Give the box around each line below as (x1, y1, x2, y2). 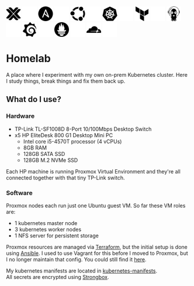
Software (6, 189, 33, 197)
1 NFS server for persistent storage (14, 232, 99, 239)
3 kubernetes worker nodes (14, 226, 82, 233)
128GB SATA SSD (23, 150, 65, 157)
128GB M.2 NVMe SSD (23, 156, 78, 164)
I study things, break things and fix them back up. (6, 77, 126, 84)
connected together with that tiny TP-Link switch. (6, 174, 125, 181)
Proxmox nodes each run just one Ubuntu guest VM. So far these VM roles (6, 202, 186, 209)
